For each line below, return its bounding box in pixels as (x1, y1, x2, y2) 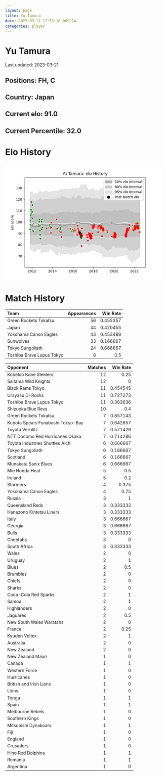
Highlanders (7, 605, 32, 611)
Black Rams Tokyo (7, 385, 45, 391)
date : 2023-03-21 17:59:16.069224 (5, 18, 77, 23)
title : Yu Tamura (5, 13, 41, 18)
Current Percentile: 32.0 (5, 127, 82, 135)
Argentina (7, 764, 27, 770)
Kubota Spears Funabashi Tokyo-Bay (7, 419, 83, 425)
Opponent (7, 364, 29, 370)
